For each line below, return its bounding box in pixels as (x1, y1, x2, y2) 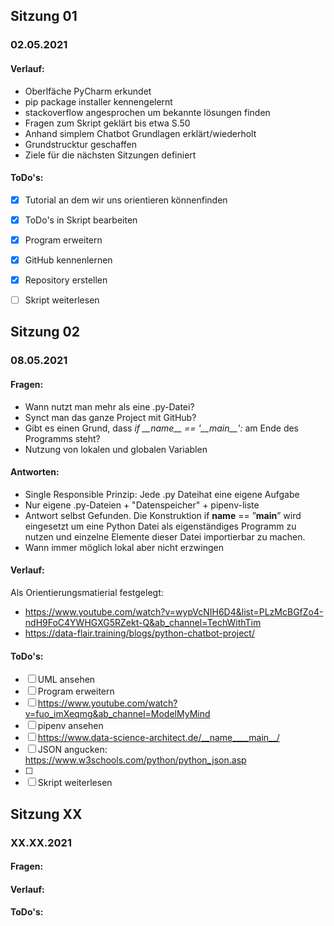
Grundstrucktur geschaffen (24, 138, 138, 150)
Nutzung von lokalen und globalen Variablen (24, 443, 208, 455)
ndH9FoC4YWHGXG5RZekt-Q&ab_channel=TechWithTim (24, 617, 262, 629)
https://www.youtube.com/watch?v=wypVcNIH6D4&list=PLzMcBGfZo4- (24, 606, 324, 618)
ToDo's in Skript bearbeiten (24, 214, 138, 226)
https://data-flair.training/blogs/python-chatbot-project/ (24, 627, 255, 639)
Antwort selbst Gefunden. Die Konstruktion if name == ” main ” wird (24, 509, 302, 521)
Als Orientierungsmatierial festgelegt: (10, 587, 164, 599)
